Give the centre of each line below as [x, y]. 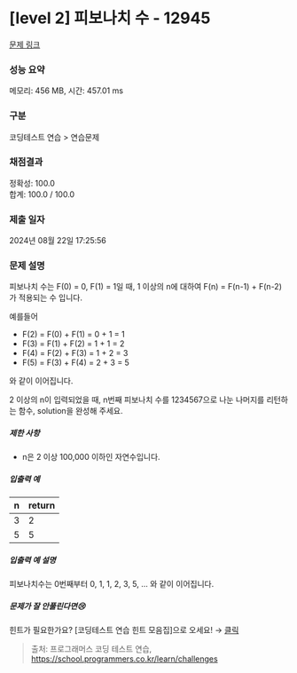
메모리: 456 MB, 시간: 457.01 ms [66, 91]
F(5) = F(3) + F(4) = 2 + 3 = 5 [76, 363]
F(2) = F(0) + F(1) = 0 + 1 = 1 [74, 335]
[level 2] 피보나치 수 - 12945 [110, 18]
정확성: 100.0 [32, 183]
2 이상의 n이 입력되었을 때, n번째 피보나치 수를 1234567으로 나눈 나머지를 [137, 400]
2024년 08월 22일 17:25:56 [58, 241]
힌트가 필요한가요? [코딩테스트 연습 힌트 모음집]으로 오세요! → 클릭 [124, 630]
